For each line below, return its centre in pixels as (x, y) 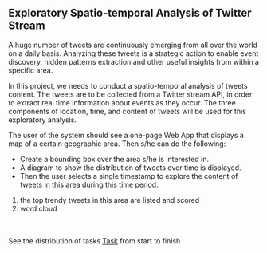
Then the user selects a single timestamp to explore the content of (129, 176)
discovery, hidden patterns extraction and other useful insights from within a (133, 61)
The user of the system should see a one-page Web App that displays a (126, 135)
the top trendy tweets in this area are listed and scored (110, 200)
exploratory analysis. (43, 120)
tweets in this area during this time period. (89, 184)
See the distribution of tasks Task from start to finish (94, 241)
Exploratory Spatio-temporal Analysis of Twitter (130, 13)
